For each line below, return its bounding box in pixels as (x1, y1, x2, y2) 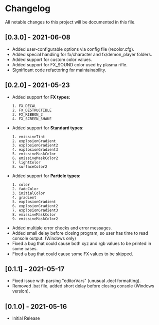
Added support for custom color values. (12, 57, 92, 62)
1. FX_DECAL (12, 103, 36, 108)
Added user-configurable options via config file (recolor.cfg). (12, 46, 135, 52)
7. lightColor (12, 160, 41, 165)
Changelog (5, 3, 51, 14)
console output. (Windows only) (12, 235, 76, 241)
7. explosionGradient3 (12, 208, 58, 213)
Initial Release (12, 315, 40, 321)
